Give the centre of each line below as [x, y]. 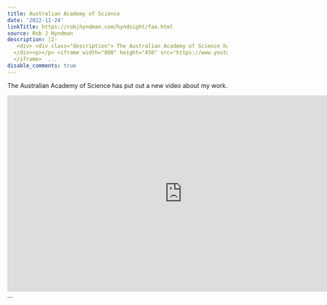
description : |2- [32, 40]
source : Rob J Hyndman [40, 33]
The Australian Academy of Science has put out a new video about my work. [117, 85]
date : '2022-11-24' [36, 20]
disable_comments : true [42, 66]
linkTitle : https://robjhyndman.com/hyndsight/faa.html [90, 27]
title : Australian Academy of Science [64, 14]
